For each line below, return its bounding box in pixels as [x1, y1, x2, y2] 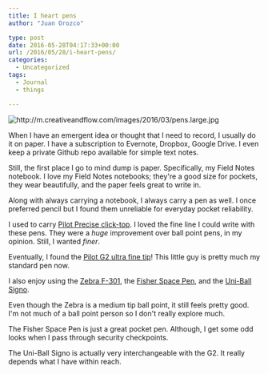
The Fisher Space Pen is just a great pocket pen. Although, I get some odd [8, 324, 254, 333]
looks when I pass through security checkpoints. [8, 332, 169, 342]
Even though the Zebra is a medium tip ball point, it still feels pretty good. [8, 300, 250, 309]
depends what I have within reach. [8, 356, 122, 366]
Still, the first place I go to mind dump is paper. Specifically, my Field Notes [8, 163, 255, 172]
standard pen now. [8, 260, 70, 270]
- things [15, 86, 45, 94]
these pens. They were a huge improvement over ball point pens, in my [8, 227, 242, 237]
